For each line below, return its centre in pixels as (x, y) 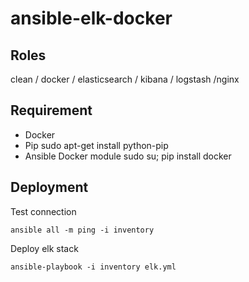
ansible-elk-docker (91, 18)
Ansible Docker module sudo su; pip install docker (128, 156)
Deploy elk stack (44, 248)
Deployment (49, 187)
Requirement (51, 110)
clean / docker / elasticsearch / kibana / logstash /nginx (125, 79)
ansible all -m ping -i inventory (82, 230)
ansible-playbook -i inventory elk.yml (93, 267)
